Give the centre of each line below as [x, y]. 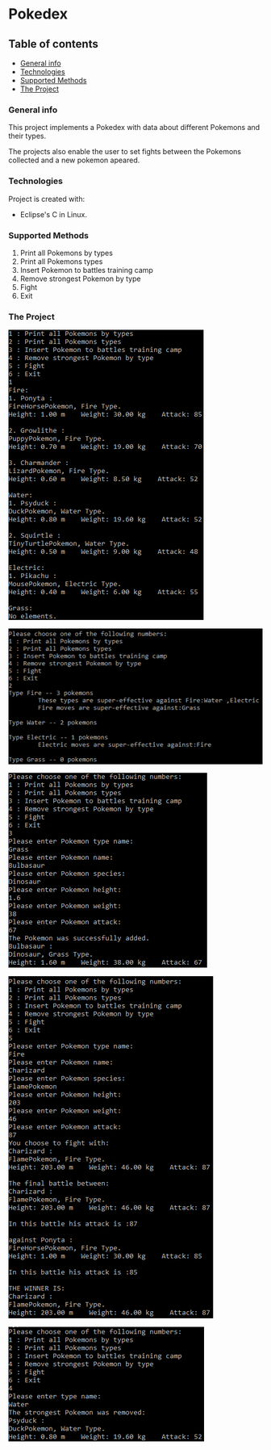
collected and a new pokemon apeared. [74, 160]
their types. [27, 136]
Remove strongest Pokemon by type [80, 279]
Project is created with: [47, 199]
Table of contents [53, 44]
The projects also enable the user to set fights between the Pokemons [125, 152]
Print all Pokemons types [61, 261]
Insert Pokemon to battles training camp [86, 270]
